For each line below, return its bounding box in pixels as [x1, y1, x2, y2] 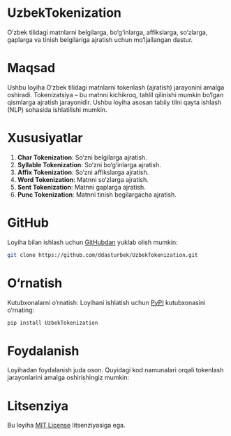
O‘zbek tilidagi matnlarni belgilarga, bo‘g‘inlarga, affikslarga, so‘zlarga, [7, 28, 208, 36]
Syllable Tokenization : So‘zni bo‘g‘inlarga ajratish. [17, 160, 162, 169]
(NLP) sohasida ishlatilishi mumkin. [7, 105, 107, 113]
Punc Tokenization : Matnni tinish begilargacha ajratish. [17, 190, 177, 199]
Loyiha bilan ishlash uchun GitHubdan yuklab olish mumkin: [7, 238, 178, 246]
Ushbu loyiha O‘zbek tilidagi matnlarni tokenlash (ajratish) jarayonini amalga [7, 83, 225, 92]
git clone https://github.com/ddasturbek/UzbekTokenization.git [7, 251, 198, 258]
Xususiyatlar [7, 130, 83, 146]
